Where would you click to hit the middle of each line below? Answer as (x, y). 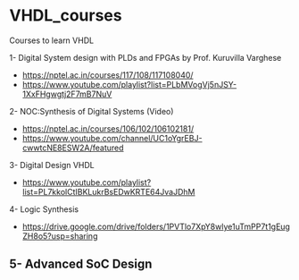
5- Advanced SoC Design (81, 264)
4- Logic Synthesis (44, 209)
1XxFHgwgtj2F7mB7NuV (67, 94)
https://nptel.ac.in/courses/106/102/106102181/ (108, 128)
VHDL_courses (66, 16)
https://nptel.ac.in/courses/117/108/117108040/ (108, 75)
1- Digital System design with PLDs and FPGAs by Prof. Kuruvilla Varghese (145, 57)
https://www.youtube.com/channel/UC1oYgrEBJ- (112, 138)
